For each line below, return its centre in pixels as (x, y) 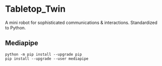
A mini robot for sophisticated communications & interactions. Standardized (81, 22)
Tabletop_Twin (35, 9)
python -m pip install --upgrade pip (44, 54)
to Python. (15, 27)
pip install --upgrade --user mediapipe (47, 59)
